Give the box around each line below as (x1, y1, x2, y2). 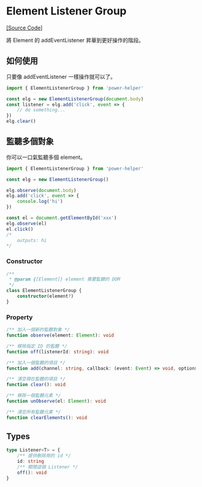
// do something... (17, 107, 66, 113)
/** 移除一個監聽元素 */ (6, 392, 61, 399)
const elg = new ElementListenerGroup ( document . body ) (6, 96, 144, 102)
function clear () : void (6, 382, 66, 388)
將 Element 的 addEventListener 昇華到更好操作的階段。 (6, 36, 144, 43)
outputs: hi (17, 237, 47, 243)
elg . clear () (6, 119, 36, 125)
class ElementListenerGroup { (6, 288, 82, 294)
